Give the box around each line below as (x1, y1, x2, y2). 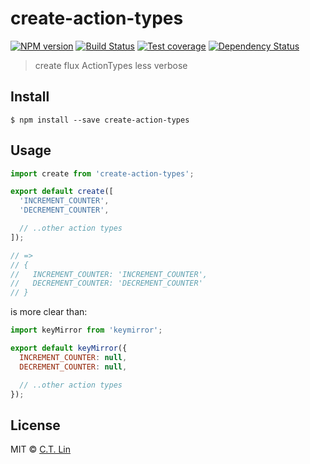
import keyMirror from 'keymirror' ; (10, 325, 163, 336)
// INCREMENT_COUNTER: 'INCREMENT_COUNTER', (10, 269, 208, 279)
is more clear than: (10, 306, 88, 318)
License (10, 417, 61, 434)
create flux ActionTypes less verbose (34, 59, 188, 71)
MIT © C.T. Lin (10, 443, 72, 456)
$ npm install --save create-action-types (10, 115, 190, 125)
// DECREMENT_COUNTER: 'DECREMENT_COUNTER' (10, 278, 203, 289)
